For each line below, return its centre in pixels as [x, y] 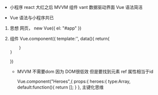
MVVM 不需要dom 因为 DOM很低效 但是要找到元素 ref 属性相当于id [85, 71]
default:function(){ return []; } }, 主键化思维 [61, 87]
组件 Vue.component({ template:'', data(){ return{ [60, 39]
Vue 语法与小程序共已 [32, 18]
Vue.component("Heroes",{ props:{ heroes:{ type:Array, [74, 81]
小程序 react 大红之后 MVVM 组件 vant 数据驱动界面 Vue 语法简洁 [76, 7]
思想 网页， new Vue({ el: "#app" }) [46, 28]
